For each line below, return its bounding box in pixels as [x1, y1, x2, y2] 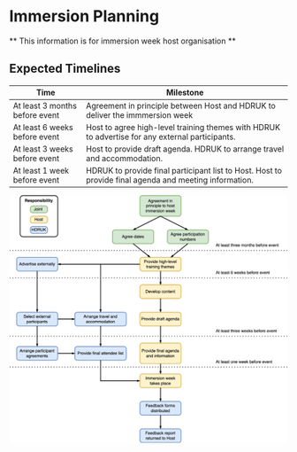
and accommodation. [86, 153, 164, 163]
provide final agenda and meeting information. [86, 175, 254, 185]
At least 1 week [12, 166, 70, 176]
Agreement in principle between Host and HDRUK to [86, 100, 277, 111]
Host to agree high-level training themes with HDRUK [86, 121, 281, 132]
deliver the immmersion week [86, 109, 194, 121]
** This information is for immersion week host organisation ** [9, 35, 236, 46]
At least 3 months [12, 100, 78, 111]
